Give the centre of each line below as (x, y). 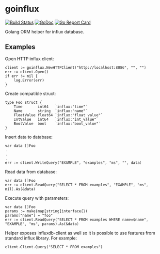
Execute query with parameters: (37, 198)
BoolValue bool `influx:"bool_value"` (57, 124)
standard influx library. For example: (41, 238)
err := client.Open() (27, 72)
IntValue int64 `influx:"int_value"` (56, 119)
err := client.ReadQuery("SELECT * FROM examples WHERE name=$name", (77, 220)
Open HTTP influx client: (30, 59)
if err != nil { (21, 76)
